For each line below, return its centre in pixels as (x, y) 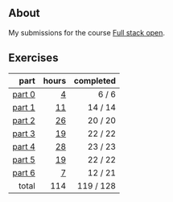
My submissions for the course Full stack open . (87, 32)
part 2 (24, 120)
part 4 (24, 146)
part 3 (24, 134)
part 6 (24, 172)
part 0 (24, 94)
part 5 (24, 159)
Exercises (33, 58)
